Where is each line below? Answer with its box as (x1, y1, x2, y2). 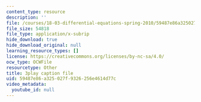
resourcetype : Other (6, 64, 58, 71)
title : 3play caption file (6, 70, 74, 76)
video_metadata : (6, 82, 47, 88)
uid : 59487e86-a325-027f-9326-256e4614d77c (6, 76, 117, 82)
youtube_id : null (11, 87, 55, 93)
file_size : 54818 (6, 25, 50, 32)
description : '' (6, 14, 47, 20)
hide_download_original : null (6, 43, 82, 49)
